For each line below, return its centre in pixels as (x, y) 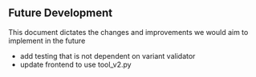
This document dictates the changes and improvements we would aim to (128, 32)
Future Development (61, 13)
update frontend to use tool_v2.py (75, 64)
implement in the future (47, 40)
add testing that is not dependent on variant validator (108, 56)
